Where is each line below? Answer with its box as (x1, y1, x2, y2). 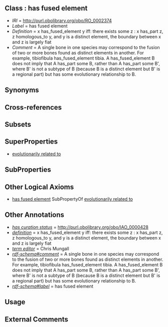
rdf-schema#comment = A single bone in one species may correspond (12, 251, 159, 257)
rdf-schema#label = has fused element (12, 283, 94, 289)
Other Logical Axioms (5, 182, 74, 191)
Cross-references (5, 103, 62, 112)
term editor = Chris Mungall (12, 245, 69, 252)
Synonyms (5, 86, 39, 95)
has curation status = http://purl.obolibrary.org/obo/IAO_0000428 (12, 224, 149, 230)
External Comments (5, 315, 68, 323)
